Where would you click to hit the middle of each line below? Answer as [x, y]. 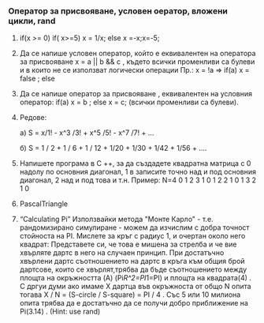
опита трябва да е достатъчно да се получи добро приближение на [134, 303]
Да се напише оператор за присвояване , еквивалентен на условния [136, 94]
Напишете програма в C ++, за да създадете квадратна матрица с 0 [135, 163]
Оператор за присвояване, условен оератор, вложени [118, 11]
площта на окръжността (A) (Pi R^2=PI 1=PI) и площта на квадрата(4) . [136, 278]
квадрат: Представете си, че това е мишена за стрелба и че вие [128, 244]
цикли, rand [32, 21]
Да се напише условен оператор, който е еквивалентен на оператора [138, 54]
